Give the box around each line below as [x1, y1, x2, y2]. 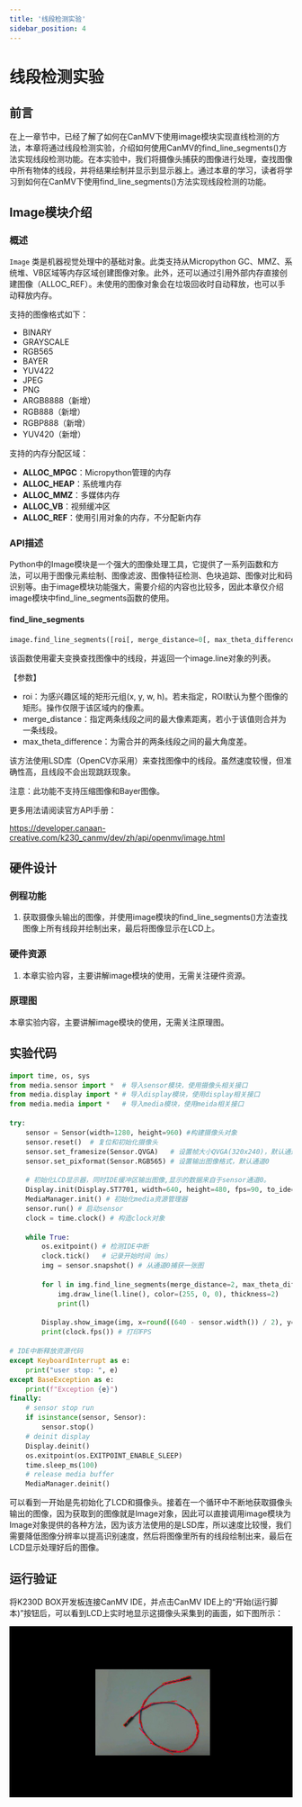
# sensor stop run [25, 1404, 94, 1413]
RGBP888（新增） [22, 418, 91, 429]
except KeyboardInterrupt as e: [9, 1356, 130, 1365]
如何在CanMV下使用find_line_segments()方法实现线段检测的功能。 [24, 176, 271, 186]
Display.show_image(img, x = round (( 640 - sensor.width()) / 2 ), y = [41, 1318, 296, 1327]
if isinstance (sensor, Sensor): [25, 1414, 147, 1423]
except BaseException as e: [9, 1375, 115, 1384]
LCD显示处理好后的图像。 [9, 1542, 104, 1553]
